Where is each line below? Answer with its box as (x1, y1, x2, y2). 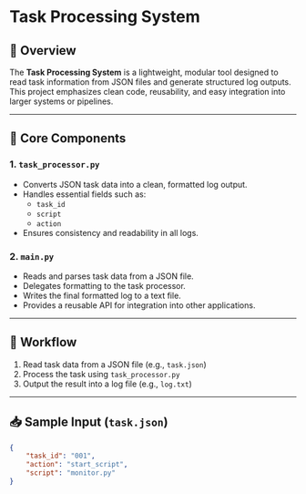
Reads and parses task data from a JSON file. (22, 271, 194, 282)
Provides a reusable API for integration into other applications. (22, 299, 256, 311)
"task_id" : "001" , (25, 451, 96, 461)
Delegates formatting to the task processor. (22, 280, 187, 291)
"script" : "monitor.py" (25, 468, 117, 478)
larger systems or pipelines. (9, 96, 114, 107)
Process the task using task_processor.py (22, 368, 180, 379)
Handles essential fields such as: (22, 189, 147, 200)
